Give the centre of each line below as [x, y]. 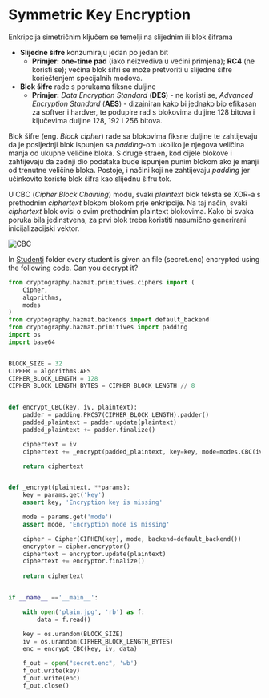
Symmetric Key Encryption [99, 15]
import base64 [32, 342]
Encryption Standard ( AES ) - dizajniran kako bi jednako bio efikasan [144, 103]
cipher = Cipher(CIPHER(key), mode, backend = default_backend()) [132, 539]
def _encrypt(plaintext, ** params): [69, 488]
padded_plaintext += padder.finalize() [89, 430]
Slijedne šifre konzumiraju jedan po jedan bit [94, 52]
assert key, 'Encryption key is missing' [92, 502]
